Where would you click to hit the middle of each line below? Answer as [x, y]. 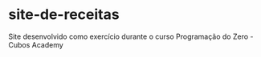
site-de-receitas [64, 15]
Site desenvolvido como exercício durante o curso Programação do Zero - [131, 36]
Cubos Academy [36, 44]
